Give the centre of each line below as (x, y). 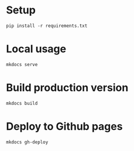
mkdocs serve (22, 64)
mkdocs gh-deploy (27, 142)
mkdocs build (22, 103)
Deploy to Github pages (64, 126)
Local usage (36, 49)
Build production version (67, 88)
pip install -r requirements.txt (47, 26)
